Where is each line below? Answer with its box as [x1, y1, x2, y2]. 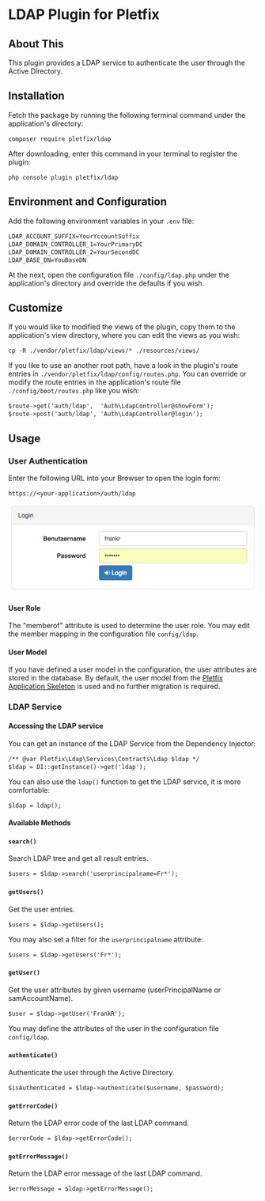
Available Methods [8, 818, 71, 828]
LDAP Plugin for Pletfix [8, 6, 160, 24]
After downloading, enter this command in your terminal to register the [8, 149, 238, 158]
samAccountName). [8, 993, 74, 1002]
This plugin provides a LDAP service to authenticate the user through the [8, 58, 245, 67]
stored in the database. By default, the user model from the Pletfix [8, 673, 223, 683]
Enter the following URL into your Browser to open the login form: [8, 473, 221, 483]
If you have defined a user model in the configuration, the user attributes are [8, 665, 257, 674]
